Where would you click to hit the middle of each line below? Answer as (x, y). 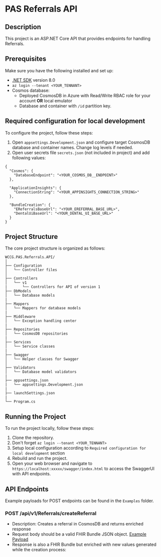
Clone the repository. (33, 438)
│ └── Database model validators (41, 372)
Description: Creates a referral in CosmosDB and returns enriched (78, 524)
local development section (38, 453)
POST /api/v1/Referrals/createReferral (51, 513)
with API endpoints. (31, 474)
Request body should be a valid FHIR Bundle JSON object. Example (79, 534)
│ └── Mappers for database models (43, 308)
